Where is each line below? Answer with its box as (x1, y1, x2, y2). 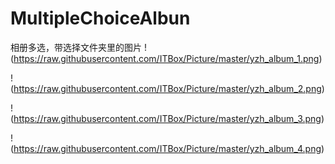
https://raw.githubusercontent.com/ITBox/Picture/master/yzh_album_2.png (13, 82, 322, 94)
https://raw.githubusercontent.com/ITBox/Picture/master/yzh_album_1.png (13, 52, 320, 64)
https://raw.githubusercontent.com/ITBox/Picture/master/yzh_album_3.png (13, 112, 322, 124)
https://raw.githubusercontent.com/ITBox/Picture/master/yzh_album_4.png (13, 142, 322, 154)
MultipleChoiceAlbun (10, 7, 191, 30)
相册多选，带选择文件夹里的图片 (10, 41, 142, 53)
